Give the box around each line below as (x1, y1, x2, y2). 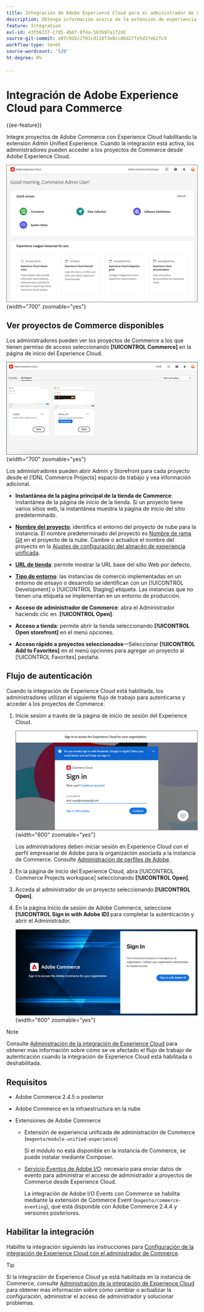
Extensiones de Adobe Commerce (15, 1117, 101, 1124)
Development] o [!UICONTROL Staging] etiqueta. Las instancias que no (15, 585, 194, 593)
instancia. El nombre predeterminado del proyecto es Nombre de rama (15, 530, 192, 537)
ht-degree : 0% (6, 55, 42, 61)
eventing (24, 1204, 47, 1210)
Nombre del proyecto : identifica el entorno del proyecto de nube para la (15, 523, 196, 530)
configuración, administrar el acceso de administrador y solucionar (6, 1293, 174, 1300)
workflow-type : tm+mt (6, 42, 61, 48)
